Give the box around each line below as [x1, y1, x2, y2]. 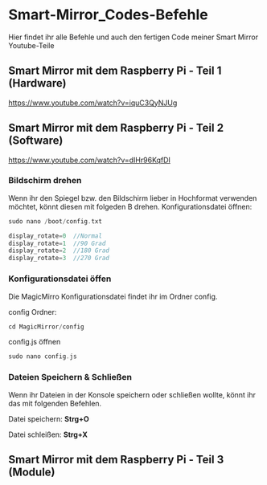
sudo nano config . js [8, 353, 78, 361]
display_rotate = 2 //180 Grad [8, 247, 110, 255]
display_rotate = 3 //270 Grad [8, 255, 110, 263]
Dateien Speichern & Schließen [8, 372, 133, 383]
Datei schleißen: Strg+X [8, 430, 88, 439]
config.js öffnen [8, 337, 61, 347]
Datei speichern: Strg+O [8, 414, 90, 423]
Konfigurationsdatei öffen [8, 273, 112, 284]
